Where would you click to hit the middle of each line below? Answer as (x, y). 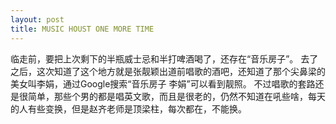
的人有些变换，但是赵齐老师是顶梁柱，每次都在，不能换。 (128, 108)
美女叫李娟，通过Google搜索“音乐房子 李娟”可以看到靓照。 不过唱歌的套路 (163, 83)
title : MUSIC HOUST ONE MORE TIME (82, 29)
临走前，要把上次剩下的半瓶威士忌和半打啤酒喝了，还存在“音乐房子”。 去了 (164, 58)
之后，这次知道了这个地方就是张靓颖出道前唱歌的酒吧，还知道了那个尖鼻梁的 (168, 71)
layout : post (37, 19)
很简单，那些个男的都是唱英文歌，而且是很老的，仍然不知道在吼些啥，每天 (172, 96)
